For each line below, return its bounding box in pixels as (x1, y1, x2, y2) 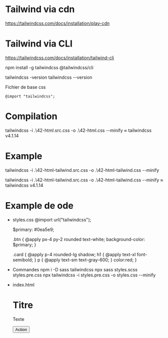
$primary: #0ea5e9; (12, 226, 54, 232)
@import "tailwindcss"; (5, 93, 55, 99)
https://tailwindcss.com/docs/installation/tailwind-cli (5, 55, 115, 61)
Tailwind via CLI (5, 38, 73, 50)
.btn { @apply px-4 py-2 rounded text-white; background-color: (12, 236, 145, 242)
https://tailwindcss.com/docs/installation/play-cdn (5, 20, 110, 26)
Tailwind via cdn (5, 4, 75, 15)
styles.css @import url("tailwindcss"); (12, 216, 92, 223)
